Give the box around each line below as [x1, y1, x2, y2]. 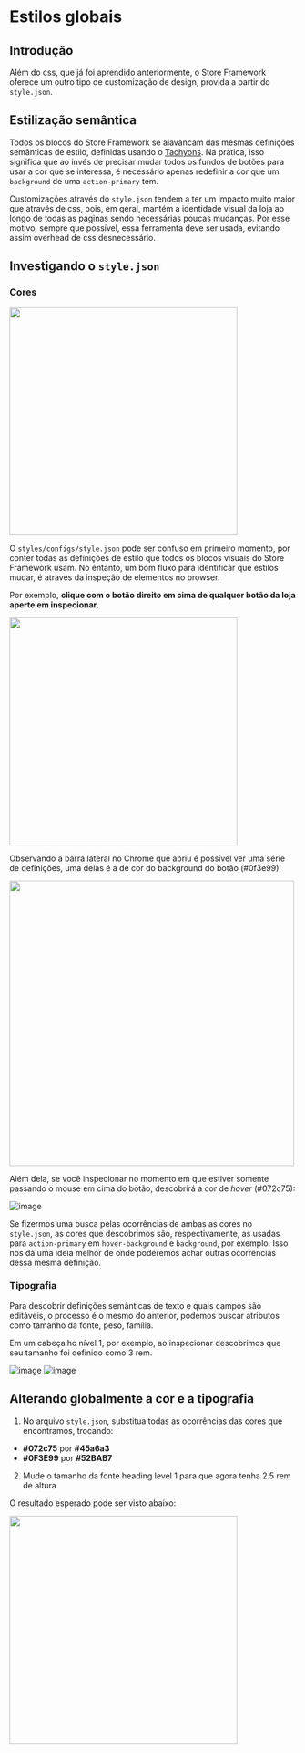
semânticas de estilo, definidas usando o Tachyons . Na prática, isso [9, 146, 265, 157]
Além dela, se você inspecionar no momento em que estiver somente [9, 1173, 269, 1184]
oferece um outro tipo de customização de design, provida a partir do [9, 77, 270, 88]
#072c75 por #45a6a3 [22, 1443, 110, 1454]
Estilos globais [9, 6, 123, 27]
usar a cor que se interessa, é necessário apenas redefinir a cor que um [9, 166, 280, 177]
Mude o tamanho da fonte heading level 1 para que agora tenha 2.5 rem [22, 1470, 291, 1481]
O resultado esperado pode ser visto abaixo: [9, 1498, 177, 1509]
